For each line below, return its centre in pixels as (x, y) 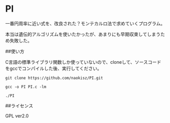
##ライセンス (19, 106)
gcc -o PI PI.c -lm (26, 87)
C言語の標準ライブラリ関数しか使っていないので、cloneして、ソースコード (83, 62)
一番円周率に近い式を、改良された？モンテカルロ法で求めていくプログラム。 (85, 23)
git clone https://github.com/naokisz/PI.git (54, 78)
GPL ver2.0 (17, 116)
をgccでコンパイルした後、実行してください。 (54, 68)
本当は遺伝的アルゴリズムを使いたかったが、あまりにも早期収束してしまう (83, 34)
